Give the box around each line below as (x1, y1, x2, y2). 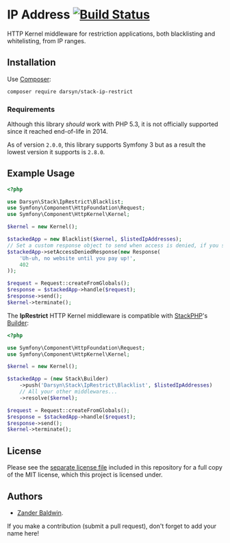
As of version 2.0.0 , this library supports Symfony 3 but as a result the (7, 141, 206, 149)
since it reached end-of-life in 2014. (7, 127, 108, 135)
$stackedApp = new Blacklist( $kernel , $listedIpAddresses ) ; (7, 236, 183, 243)
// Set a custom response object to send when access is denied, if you (7, 242, 219, 249)
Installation (7, 57, 56, 69)
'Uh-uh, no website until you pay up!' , (19, 254, 136, 262)
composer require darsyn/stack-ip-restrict (7, 88, 133, 95)
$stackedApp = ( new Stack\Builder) (7, 376, 109, 383)
